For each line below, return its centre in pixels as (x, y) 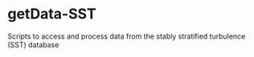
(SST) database (33, 44)
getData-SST (52, 14)
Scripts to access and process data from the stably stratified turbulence (127, 36)
